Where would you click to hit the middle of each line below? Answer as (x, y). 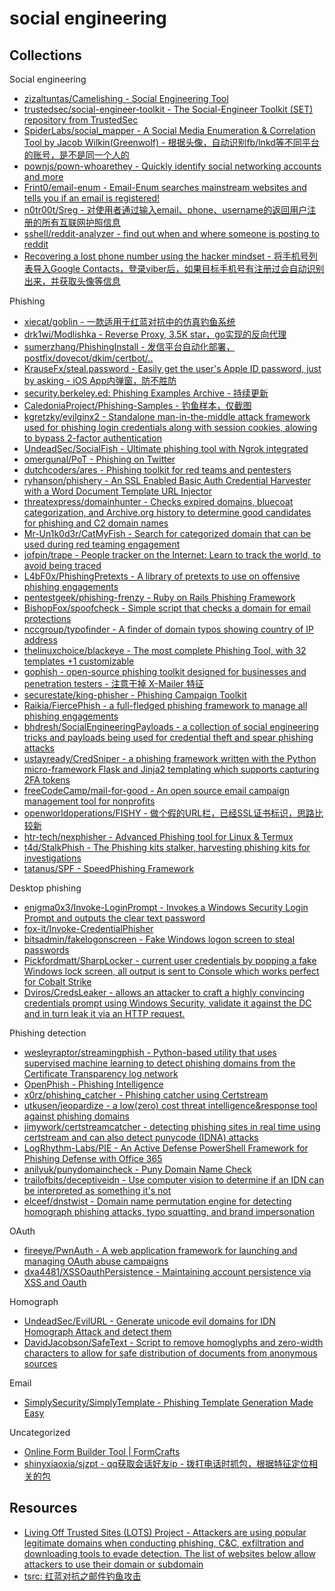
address (40, 640)
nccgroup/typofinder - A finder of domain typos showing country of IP (168, 629)
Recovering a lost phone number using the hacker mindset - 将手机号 (166, 256)
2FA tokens (47, 780)
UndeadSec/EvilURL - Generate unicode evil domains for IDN (149, 1321)
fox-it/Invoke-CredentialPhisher (88, 928)
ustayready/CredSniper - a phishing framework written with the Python (170, 758)
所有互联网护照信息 (81, 222)
